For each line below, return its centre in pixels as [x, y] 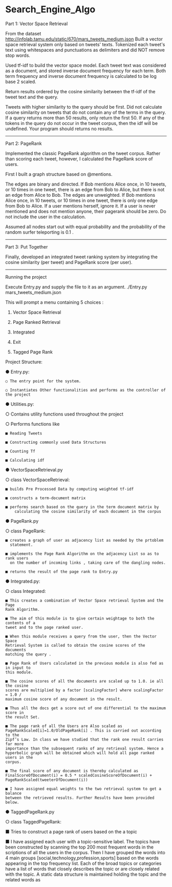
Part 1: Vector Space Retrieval [37, 24]
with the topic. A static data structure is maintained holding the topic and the [86, 874]
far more [15, 744]
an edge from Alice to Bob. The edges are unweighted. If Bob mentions [80, 195]
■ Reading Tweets [24, 433]
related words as [23, 879]
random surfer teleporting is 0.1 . [39, 232]
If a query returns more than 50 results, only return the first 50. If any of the [85, 118]
